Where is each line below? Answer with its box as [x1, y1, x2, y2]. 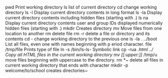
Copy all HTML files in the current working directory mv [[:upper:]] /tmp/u [5, 52, 157, 58]
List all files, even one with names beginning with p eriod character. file [5, 41, 152, 47]
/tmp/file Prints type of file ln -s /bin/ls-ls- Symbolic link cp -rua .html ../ [5, 47, 153, 52]
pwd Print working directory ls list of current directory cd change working [5, 4, 157, 10]
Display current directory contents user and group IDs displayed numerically [5, 20, 163, 26]
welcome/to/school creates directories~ [5, 68, 88, 74]
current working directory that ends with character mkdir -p [5, 62, 129, 68]
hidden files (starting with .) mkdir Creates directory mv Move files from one [5, 25, 162, 31]
